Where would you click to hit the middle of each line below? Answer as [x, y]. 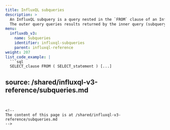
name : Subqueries [33, 38]
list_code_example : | [28, 57]
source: [18, 82]
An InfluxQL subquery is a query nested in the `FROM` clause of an [83, 19]
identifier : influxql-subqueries [50, 43]
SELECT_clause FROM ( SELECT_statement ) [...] [61, 66]
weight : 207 [18, 52]
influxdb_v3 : [24, 33]
